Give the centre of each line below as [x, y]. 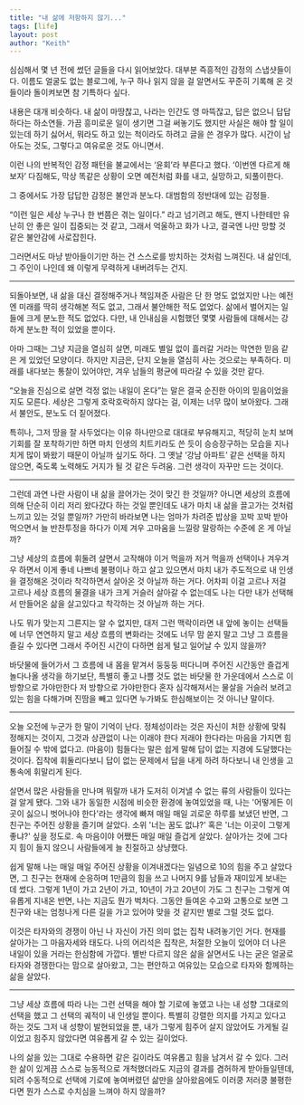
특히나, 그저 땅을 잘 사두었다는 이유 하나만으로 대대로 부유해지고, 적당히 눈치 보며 [152, 433]
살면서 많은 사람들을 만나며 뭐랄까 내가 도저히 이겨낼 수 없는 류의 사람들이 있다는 [151, 791]
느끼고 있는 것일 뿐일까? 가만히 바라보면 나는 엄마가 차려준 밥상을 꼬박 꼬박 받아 [149, 517]
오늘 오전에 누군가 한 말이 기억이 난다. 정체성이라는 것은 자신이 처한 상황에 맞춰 [148, 727]
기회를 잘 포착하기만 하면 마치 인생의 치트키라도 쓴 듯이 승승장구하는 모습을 [141, 443]
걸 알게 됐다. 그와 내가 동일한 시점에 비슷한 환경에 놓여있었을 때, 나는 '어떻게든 [147, 803]
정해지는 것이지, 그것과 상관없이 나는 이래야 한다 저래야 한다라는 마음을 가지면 [146, 738]
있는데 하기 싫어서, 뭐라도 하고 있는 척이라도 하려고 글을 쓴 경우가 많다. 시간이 [146, 134]
